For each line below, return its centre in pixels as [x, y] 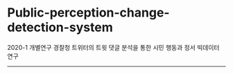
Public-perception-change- [88, 13]
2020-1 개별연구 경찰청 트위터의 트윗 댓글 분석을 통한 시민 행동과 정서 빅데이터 [113, 47]
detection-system [60, 27]
